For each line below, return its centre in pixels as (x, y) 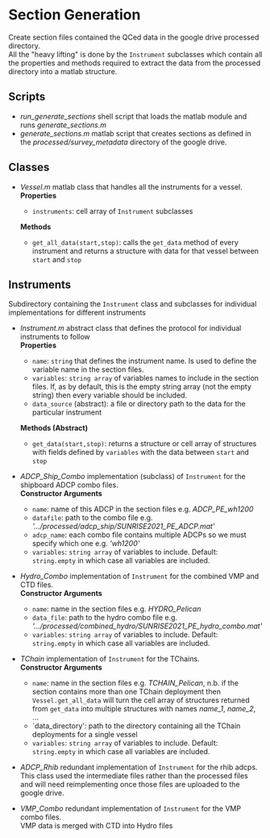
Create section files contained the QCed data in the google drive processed (134, 37)
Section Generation (75, 15)
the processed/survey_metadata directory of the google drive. (123, 142)
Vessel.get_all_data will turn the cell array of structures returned (141, 700)
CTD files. (37, 585)
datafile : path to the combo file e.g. (92, 518)
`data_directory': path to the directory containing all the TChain (136, 726)
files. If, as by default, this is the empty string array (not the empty (141, 387)
